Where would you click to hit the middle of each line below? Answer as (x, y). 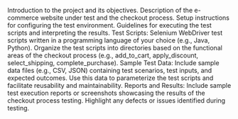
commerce (23, 18)
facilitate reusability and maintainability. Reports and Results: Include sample (119, 85)
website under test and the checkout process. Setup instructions (135, 18)
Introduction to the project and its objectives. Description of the (100, 10)
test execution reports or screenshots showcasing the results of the (106, 93)
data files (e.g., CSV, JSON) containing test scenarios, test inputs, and (110, 70)
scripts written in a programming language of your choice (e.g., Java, (109, 40)
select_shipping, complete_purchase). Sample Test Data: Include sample (113, 63)
